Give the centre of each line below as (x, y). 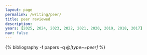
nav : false (17, 33)
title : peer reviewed (28, 19)
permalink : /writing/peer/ (33, 14)
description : (19, 24)
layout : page (19, 10)
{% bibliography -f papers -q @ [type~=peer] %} (55, 47)
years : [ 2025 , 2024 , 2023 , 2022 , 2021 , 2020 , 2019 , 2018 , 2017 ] (74, 28)
